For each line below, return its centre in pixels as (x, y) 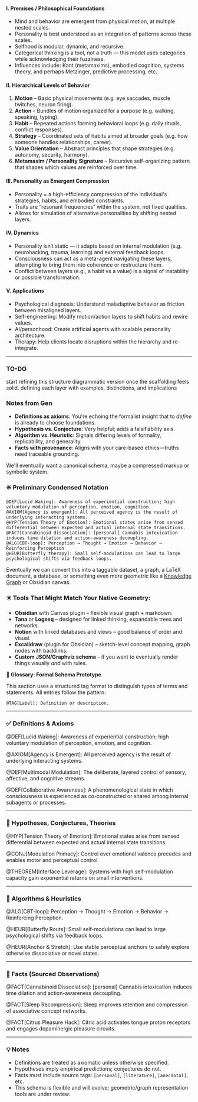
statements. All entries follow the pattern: (56, 692)
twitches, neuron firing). (44, 105)
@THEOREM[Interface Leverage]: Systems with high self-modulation (90, 871)
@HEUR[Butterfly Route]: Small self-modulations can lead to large (86, 929)
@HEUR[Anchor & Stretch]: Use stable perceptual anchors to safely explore (98, 947)
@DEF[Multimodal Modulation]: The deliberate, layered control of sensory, (96, 772)
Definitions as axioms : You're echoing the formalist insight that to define (103, 416)
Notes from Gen (29, 403)
